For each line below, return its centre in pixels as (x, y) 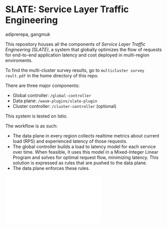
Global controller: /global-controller (52, 95)
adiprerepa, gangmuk (28, 34)
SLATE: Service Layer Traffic (67, 9)
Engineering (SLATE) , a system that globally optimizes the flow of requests (83, 49)
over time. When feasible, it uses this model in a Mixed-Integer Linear (86, 152)
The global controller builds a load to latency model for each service (84, 147)
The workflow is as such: (32, 126)
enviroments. (19, 60)
